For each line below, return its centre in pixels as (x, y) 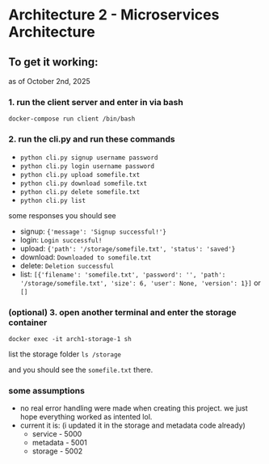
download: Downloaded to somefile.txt (86, 257)
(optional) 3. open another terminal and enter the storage (122, 312)
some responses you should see (63, 215)
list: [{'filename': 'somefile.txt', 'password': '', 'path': (123, 274)
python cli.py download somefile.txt (84, 183)
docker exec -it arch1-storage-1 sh (70, 339)
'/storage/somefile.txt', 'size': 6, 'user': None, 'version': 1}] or (140, 283)
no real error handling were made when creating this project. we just (134, 408)
